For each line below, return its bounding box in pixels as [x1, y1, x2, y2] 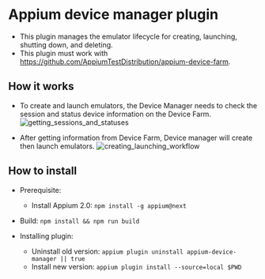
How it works [8, 80, 74, 93]
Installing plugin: [19, 231, 74, 240]
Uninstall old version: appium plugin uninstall [31, 247, 184, 256]
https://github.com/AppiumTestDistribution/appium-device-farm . [19, 57, 231, 66]
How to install [8, 164, 78, 178]
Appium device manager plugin [8, 6, 219, 24]
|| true [59, 254, 85, 262]
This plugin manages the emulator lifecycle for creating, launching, [19, 32, 237, 41]
